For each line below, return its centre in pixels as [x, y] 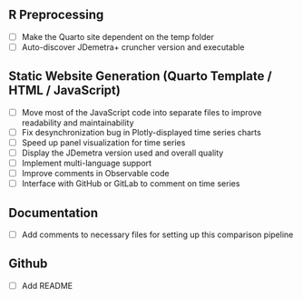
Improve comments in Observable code [95, 174]
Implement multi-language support [86, 163]
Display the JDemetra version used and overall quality [122, 153]
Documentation [54, 213]
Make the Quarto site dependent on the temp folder [117, 36]
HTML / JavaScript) [65, 90]
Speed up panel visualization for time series [103, 142]
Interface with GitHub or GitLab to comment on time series [131, 184]
